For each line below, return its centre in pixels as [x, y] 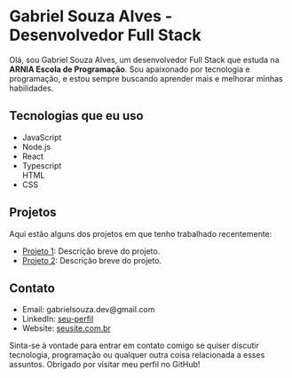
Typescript [42, 165]
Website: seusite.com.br [66, 328]
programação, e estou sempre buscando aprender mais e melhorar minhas [146, 78]
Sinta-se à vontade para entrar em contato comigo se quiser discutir [134, 346]
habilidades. [32, 88]
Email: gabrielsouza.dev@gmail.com [88, 310]
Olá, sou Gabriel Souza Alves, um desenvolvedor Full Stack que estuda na [144, 59]
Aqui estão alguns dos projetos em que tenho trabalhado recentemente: [141, 233]
